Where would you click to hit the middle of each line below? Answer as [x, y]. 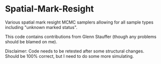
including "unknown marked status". [41, 27]
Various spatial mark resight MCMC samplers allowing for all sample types [79, 22]
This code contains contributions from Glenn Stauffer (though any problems [81, 37]
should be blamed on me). [31, 41]
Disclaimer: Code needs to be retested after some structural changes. [75, 51]
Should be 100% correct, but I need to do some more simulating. [70, 56]
